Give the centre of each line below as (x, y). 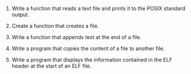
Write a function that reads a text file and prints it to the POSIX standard (98, 8)
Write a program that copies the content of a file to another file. (88, 48)
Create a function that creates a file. (55, 26)
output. (20, 15)
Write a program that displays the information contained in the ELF (92, 60)
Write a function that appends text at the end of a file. (76, 37)
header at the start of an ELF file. (51, 66)
